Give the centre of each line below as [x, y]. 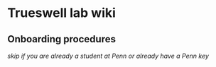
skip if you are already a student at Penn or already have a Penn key [108, 56]
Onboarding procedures [61, 39]
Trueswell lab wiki [61, 13]
